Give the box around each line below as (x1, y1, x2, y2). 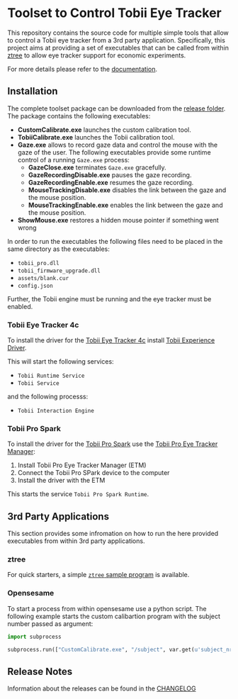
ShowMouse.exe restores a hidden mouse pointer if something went (17, 216, 220, 224)
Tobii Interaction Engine (17, 408, 94, 415)
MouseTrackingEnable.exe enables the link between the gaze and (28, 201, 223, 209)
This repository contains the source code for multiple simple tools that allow (7, 28, 229, 37)
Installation (7, 85, 58, 97)
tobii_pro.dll (17, 259, 59, 267)
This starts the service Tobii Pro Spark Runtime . (7, 490, 149, 498)
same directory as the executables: (7, 245, 110, 253)
